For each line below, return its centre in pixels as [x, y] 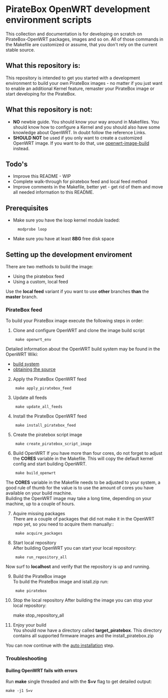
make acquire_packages [39, 534]
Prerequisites [27, 208]
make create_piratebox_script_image [53, 444]
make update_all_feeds [39, 407]
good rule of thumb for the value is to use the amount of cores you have [80, 488]
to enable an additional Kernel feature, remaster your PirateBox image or [80, 88]
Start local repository [34, 543]
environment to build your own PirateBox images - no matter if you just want [84, 83]
